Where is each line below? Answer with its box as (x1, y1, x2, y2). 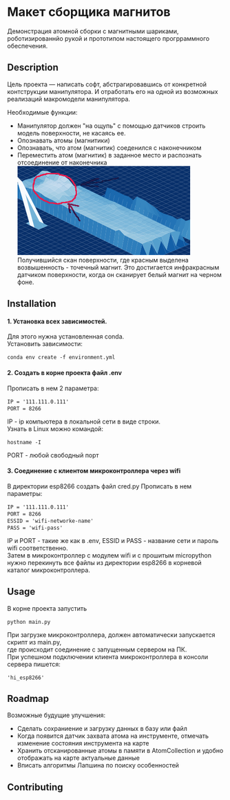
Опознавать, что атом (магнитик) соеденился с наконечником (17, 143, 202, 152)
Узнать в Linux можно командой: (7, 424, 103, 432)
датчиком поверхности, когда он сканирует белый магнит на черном (17, 270, 222, 278)
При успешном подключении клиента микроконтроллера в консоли (7, 652, 209, 660)
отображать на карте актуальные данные (17, 754, 140, 762)
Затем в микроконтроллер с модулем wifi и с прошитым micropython (7, 551, 212, 560)
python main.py (7, 618, 51, 625)
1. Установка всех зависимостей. (7, 317, 107, 325)
